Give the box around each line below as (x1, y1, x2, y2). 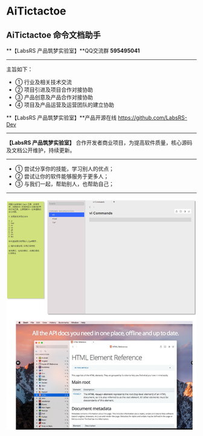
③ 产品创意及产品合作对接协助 (14, 94, 94, 101)
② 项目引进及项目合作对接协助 (14, 86, 94, 93)
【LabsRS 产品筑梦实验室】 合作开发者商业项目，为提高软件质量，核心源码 (6, 139, 193, 146)
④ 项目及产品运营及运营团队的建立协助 (14, 101, 115, 108)
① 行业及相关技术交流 (14, 79, 72, 85)
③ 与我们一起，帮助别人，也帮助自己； (14, 180, 115, 187)
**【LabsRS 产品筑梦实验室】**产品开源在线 (6, 114, 117, 121)
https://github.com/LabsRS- (117, 114, 187, 121)
